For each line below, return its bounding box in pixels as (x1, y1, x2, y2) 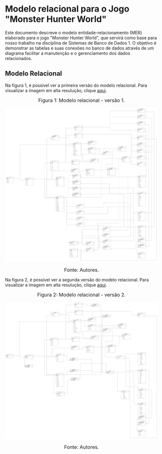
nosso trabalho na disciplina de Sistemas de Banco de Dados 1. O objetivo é (5, 40, 157, 46)
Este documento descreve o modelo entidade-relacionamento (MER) (5, 30, 142, 35)
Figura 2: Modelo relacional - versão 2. (37, 292, 126, 298)
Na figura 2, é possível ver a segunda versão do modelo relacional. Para (5, 277, 149, 283)
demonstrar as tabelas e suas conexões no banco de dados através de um (5, 45, 154, 51)
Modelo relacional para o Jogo (5, 3, 130, 15)
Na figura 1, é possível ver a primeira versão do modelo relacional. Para (5, 82, 147, 88)
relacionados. (5, 55, 32, 61)
